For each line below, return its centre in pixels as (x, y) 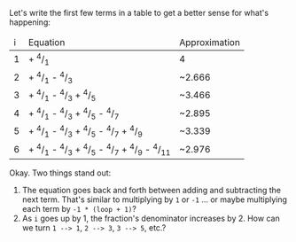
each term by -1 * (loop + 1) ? (79, 209)
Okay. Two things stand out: (60, 173)
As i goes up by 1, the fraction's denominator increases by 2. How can (151, 219)
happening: (30, 22)
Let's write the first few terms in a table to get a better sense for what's (139, 13)
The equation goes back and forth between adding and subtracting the (152, 191)
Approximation (210, 42)
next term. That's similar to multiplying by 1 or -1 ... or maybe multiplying (155, 199)
